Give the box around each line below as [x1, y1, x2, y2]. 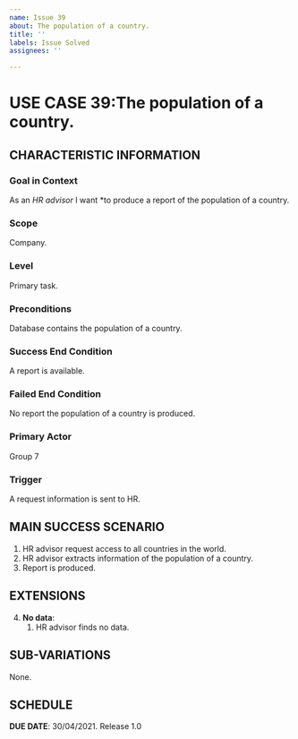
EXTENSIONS [9, 589, 86, 604]
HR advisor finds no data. [35, 622, 130, 632]
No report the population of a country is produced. [9, 408, 196, 419]
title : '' [9, 30, 47, 39]
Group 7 [9, 451, 39, 461]
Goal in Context [9, 174, 79, 186]
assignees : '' [9, 47, 63, 56]
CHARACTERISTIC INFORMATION [9, 147, 201, 162]
